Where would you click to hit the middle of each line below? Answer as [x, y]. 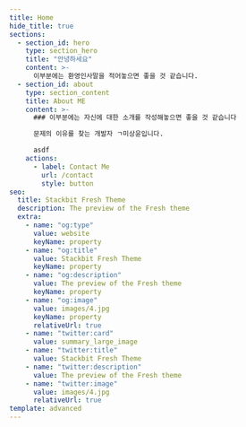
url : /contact [68, 175]
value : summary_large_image [85, 342]
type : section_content [68, 92]
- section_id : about [55, 84]
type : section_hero [62, 51]
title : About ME [56, 101]
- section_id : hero [54, 43]
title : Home [31, 17]
